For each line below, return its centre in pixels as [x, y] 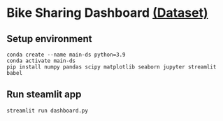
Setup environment [49, 39]
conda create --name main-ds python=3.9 [66, 55]
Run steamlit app [44, 95]
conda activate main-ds [41, 61]
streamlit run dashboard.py [48, 111]
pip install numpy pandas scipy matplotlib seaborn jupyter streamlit [111, 67]
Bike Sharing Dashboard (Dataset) [107, 13]
